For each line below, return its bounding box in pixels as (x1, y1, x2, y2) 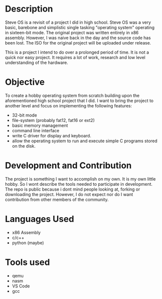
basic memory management (12, 122, 68, 128)
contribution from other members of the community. (5, 196, 109, 202)
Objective (5, 76, 45, 88)
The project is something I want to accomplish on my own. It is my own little (5, 176, 156, 182)
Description (5, 3, 53, 15)
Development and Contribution (5, 160, 132, 171)
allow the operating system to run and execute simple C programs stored (12, 138, 158, 144)
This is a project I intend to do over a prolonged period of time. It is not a (5, 49, 149, 55)
